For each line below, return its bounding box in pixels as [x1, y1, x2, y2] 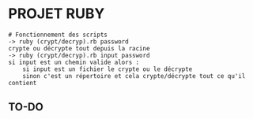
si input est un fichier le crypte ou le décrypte [22, 65, 193, 73]
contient [8, 79, 37, 87]
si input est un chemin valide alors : [8, 58, 140, 66]
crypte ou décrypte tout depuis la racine [8, 44, 150, 52]
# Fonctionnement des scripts [8, 31, 108, 39]
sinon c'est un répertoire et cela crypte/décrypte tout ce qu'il [22, 72, 246, 80]
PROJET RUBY [8, 5, 105, 23]
